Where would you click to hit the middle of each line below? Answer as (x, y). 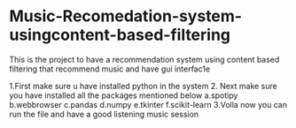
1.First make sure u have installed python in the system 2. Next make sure (143, 86)
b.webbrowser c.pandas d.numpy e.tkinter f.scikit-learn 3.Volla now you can (148, 104)
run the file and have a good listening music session (104, 114)
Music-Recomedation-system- (125, 16)
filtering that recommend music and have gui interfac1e (110, 69)
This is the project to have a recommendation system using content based (144, 59)
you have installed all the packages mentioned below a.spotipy (124, 95)
